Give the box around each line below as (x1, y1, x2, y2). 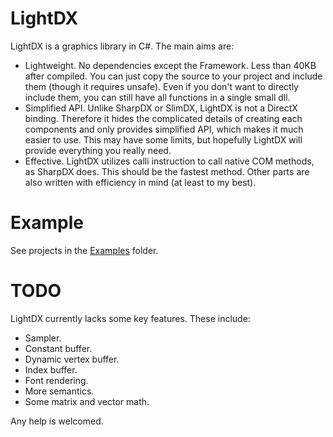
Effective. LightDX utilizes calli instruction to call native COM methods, (24, 155, 315, 167)
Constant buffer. (24, 342, 93, 354)
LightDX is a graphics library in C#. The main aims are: (10, 40, 235, 52)
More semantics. (24, 385, 95, 397)
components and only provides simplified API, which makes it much (24, 123, 304, 135)
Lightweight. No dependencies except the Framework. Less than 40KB (24, 59, 317, 71)
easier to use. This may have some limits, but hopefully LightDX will (24, 133, 303, 146)
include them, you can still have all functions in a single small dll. (24, 91, 291, 103)
